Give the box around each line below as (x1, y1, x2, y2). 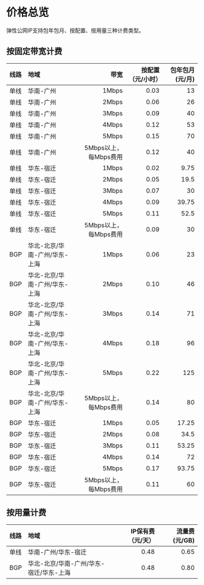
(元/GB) (172, 536, 195, 544)
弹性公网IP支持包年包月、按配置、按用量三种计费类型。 (6, 27, 144, 34)
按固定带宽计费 (6, 46, 63, 56)
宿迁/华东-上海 (27, 568, 71, 577)
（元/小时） (128, 75, 162, 83)
